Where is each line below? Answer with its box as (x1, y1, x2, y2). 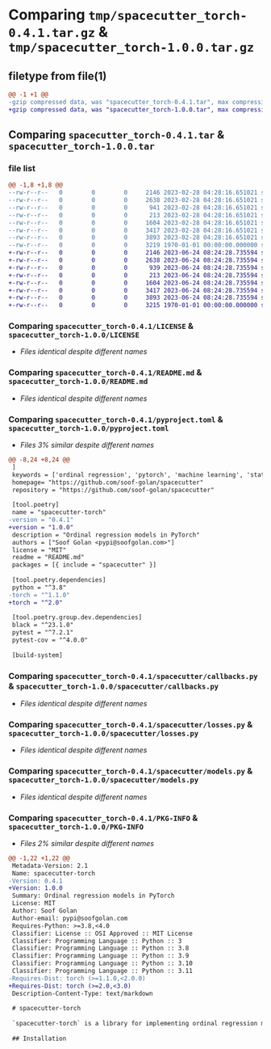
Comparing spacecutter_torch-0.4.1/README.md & (8, 367, 202, 378)
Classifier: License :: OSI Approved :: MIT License (11, 929, 194, 937)
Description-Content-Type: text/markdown (11, 989, 153, 997)
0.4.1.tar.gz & (8, 23, 109, 41)
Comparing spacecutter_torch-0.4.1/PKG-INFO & (8, 812, 198, 824)
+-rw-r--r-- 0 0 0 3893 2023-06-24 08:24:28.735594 (8, 293, 258, 302)
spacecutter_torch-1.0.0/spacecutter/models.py (8, 776, 199, 785)
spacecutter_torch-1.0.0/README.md (8, 377, 148, 386)
